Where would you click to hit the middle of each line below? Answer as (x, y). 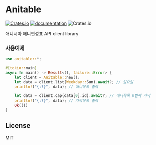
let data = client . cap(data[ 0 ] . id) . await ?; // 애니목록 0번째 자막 (82, 96)
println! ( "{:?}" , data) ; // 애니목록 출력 (56, 87)
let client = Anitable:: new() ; (47, 77)
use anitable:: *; (23, 59)
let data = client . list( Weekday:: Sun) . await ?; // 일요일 (74, 82)
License (18, 126)
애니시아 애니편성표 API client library (42, 33)
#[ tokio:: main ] (21, 68)
